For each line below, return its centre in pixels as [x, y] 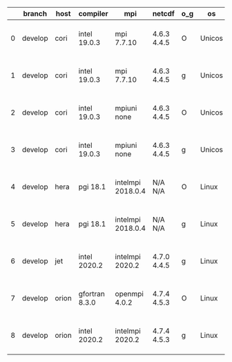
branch [35, 13]
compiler [93, 13]
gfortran [91, 294]
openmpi [129, 294]
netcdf [163, 13]
